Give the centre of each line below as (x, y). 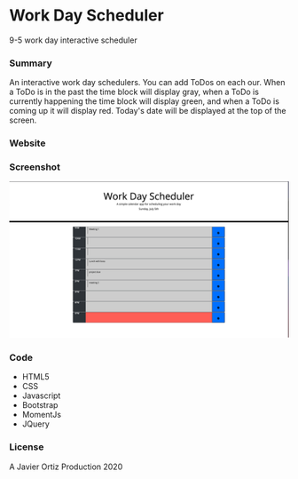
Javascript (41, 395)
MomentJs (42, 415)
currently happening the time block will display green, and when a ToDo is (144, 101)
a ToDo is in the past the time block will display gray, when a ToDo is (134, 92)
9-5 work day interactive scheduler (73, 40)
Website (27, 143)
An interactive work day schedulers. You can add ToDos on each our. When (147, 83)
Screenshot (35, 167)
